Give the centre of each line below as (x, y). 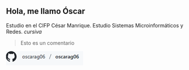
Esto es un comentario (47, 43)
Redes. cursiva (24, 32)
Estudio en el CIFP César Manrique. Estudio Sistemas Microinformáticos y (95, 25)
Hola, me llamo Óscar (46, 11)
